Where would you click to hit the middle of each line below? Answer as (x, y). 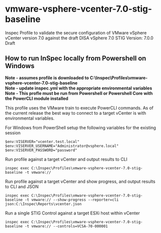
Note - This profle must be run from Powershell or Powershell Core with (79, 93)
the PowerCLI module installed (37, 98)
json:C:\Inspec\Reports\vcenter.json (43, 204)
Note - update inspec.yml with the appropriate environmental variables (79, 88)
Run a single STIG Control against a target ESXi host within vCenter (72, 213)
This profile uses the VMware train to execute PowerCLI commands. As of (79, 108)
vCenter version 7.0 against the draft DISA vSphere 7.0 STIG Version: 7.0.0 (79, 38)
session (13, 133)
